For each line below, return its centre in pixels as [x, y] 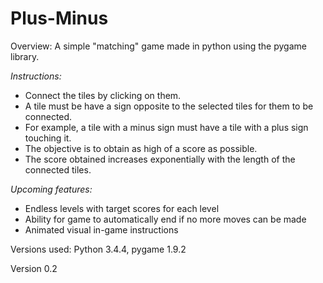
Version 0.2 [34, 268]
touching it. [48, 138]
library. [25, 56]
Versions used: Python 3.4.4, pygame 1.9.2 [98, 249]
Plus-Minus [59, 18]
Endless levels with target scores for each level [122, 208]
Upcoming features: [51, 189]
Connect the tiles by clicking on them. [103, 95]
